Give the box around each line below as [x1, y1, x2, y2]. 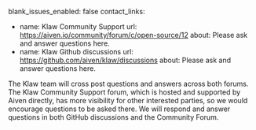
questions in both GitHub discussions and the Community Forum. [8, 113, 219, 121]
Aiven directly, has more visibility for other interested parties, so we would [8, 96, 248, 105]
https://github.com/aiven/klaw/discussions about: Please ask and [19, 55, 232, 65]
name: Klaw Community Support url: [19, 22, 137, 31]
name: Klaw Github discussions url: [19, 47, 133, 56]
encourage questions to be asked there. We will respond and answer [8, 104, 231, 113]
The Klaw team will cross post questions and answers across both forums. [8, 79, 249, 88]
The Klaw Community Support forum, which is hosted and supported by [8, 87, 241, 97]
